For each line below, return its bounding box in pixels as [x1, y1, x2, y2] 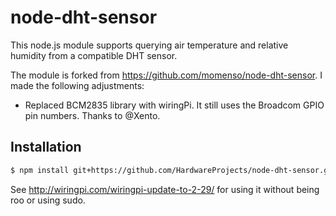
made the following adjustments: [10, 79, 145, 91]
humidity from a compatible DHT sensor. [10, 49, 178, 61]
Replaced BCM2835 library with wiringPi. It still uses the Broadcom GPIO [24, 99, 325, 111]
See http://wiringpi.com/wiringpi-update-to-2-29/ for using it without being [10, 183, 320, 195]
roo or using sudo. [10, 194, 86, 206]
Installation [10, 139, 82, 156]
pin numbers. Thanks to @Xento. [24, 109, 161, 121]
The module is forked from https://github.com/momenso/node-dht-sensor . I [10, 69, 323, 81]
